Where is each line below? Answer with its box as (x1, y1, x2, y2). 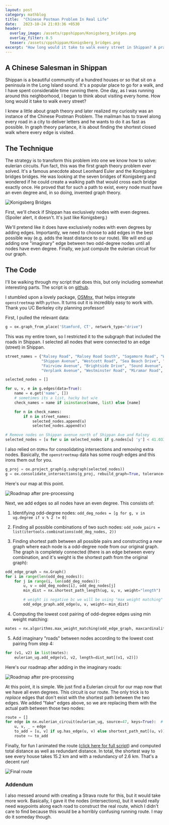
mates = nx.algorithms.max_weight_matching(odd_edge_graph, (5, 626, 134, 631)
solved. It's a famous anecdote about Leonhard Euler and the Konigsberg (5, 168, 157, 174)
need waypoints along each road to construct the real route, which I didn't (5, 803, 159, 809)
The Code (5, 266, 37, 274)
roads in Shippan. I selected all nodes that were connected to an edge (5, 339, 150, 345)
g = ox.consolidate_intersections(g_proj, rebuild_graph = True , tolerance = (5, 471, 165, 476)
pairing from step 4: (12, 641, 54, 647)
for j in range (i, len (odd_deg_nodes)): (14, 579, 100, 584)
